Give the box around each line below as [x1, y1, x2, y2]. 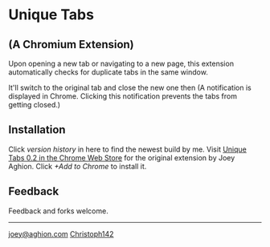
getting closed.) [8, 100, 61, 109]
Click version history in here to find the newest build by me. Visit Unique [8, 144, 247, 154]
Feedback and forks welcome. [8, 206, 108, 216]
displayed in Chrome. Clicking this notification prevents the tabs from [8, 91, 237, 101]
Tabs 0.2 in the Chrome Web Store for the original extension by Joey [8, 152, 235, 162]
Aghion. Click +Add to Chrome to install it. [8, 161, 147, 171]
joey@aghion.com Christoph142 [8, 229, 114, 238]
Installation [8, 123, 66, 137]
